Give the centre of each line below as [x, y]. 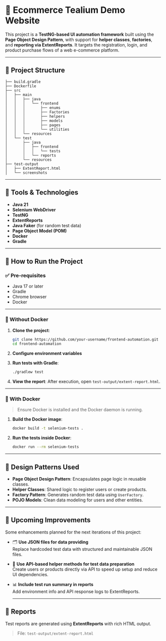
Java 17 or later [28, 286]
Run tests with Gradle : [36, 363]
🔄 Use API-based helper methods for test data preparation [73, 564]
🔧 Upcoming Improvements [48, 520]
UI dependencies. [30, 574]
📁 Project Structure [35, 71]
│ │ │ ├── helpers [35, 116]
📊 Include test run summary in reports [53, 584]
